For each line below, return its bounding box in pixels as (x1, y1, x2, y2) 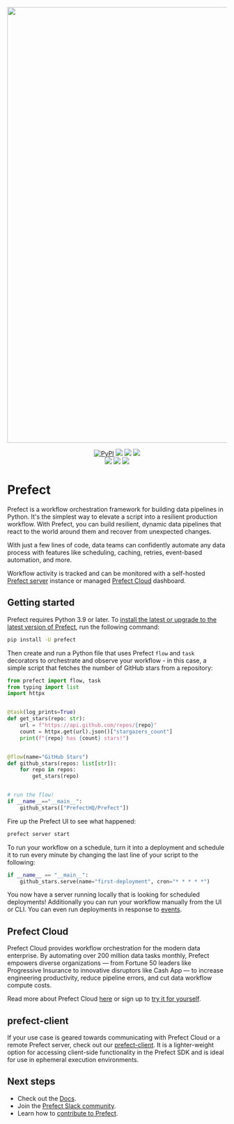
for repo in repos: (19, 766, 77, 773)
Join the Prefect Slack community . (17, 1102, 116, 1110)
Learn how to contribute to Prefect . (17, 1109, 118, 1117)
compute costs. (7, 981, 52, 989)
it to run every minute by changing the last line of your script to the (7, 851, 198, 859)
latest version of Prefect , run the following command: (7, 623, 160, 631)
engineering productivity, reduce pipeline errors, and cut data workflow (7, 973, 212, 982)
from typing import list (7, 683, 79, 690)
